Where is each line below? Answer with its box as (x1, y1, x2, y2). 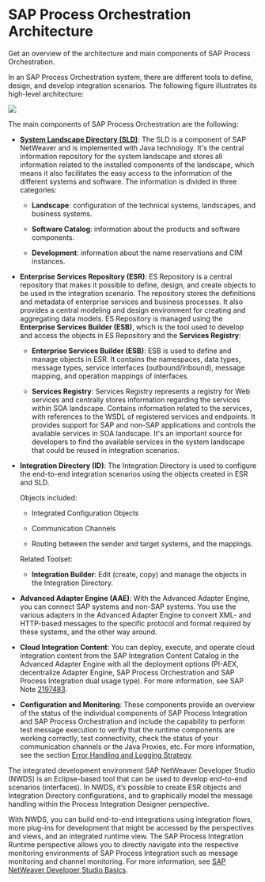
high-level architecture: (8, 89, 85, 98)
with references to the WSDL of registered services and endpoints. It (31, 412, 256, 421)
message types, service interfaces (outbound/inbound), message (31, 363, 245, 372)
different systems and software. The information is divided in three (19, 177, 237, 186)
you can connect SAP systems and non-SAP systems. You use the (19, 602, 237, 611)
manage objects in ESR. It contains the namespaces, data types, (31, 354, 241, 363)
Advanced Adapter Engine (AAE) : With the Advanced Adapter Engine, (19, 593, 251, 603)
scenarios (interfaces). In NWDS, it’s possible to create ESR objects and (8, 782, 241, 792)
